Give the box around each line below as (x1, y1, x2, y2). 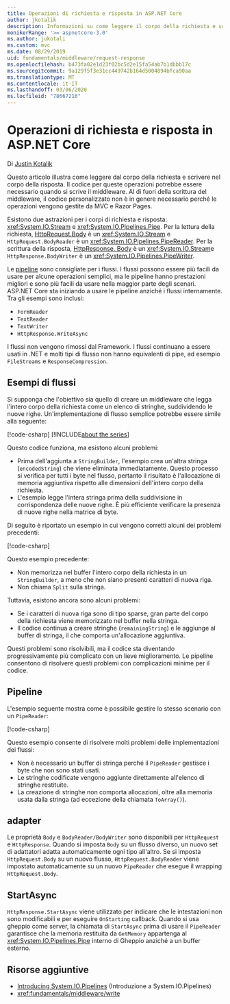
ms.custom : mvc (7, 42, 51, 49)
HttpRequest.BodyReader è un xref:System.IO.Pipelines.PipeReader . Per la (7, 237, 213, 245)
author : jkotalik (7, 16, 57, 23)
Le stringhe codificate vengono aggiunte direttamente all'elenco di (16, 773, 205, 781)
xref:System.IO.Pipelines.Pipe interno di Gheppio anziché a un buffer (7, 937, 201, 945)
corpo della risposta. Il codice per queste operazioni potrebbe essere (7, 180, 203, 188)
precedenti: (7, 528, 40, 537)
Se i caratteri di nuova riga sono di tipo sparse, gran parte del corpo (16, 609, 209, 617)
